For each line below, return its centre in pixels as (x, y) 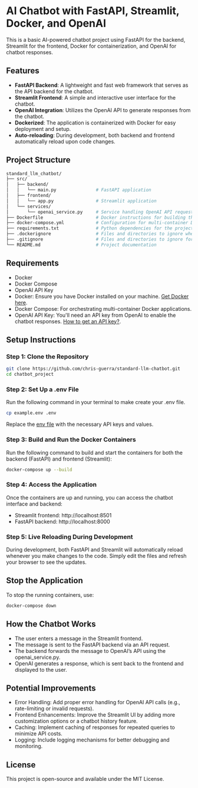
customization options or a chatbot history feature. (76, 721)
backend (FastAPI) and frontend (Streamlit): (59, 459)
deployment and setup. (43, 129)
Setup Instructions (41, 340)
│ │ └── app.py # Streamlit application (82, 201)
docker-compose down (32, 606)
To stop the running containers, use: (50, 595)
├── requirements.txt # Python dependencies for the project (100, 228)
